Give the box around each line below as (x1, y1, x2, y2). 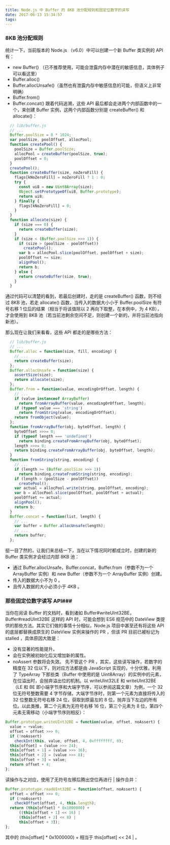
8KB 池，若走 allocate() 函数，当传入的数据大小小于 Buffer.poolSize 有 (11, 300, 157, 306)
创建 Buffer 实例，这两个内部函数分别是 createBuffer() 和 (26, 107, 145, 113)
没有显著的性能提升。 (12, 646, 57, 652)
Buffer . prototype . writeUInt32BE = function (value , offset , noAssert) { (5, 720, 160, 725)
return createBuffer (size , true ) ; (18, 274, 92, 279)
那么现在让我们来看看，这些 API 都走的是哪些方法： (5, 329, 113, 335)
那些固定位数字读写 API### (5, 597, 73, 604)
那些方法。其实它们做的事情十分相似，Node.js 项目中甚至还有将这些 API (14, 622, 164, 629)
